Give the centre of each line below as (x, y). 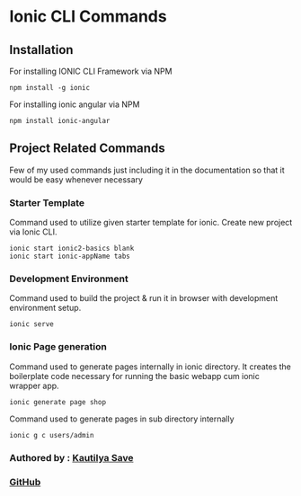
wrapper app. (35, 385)
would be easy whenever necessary (76, 179)
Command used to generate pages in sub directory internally (122, 419)
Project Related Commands (87, 149)
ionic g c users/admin (52, 435)
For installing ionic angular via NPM (75, 104)
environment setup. (45, 308)
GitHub (25, 482)
